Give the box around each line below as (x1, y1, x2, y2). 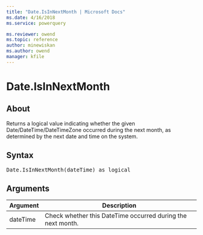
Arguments (6, 183, 50, 194)
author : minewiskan (6, 42, 56, 48)
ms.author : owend (6, 48, 50, 55)
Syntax (6, 150, 34, 161)
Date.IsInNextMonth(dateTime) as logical (6, 166, 131, 173)
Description (101, 201, 137, 210)
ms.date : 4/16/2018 (6, 15, 56, 21)
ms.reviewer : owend (6, 31, 56, 37)
